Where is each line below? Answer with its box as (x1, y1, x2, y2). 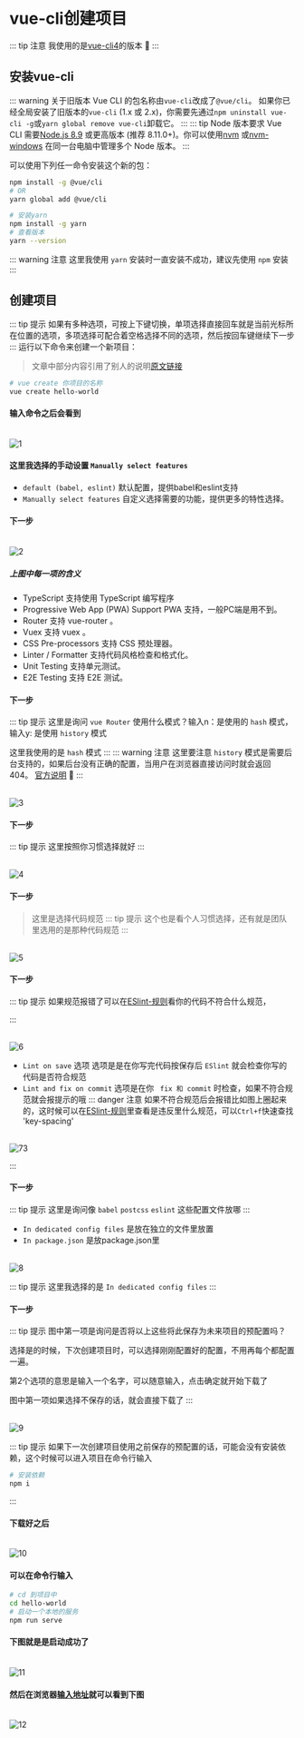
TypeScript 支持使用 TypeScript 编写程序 (22, 593, 175, 604)
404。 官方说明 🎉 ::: (9, 770, 84, 781)
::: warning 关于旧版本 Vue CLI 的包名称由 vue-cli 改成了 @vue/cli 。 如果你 (9, 94, 283, 105)
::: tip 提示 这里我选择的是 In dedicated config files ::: (9, 1281, 217, 1292)
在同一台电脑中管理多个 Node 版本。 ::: (44, 140, 190, 151)
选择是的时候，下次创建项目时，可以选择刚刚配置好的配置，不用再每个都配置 (9, 1345, 295, 1356)
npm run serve (9, 1616, 63, 1625)
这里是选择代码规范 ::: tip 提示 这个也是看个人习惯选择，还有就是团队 (31, 913, 288, 924)
